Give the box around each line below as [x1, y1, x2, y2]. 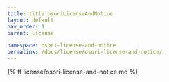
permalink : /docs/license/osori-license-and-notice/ [7, 49, 163, 56]
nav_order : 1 [7, 23, 45, 30]
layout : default [7, 17, 54, 24]
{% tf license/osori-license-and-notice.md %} [7, 67, 139, 76]
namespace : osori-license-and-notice [7, 42, 116, 49]
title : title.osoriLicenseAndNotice [7, 10, 113, 17]
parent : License [7, 29, 54, 37]
